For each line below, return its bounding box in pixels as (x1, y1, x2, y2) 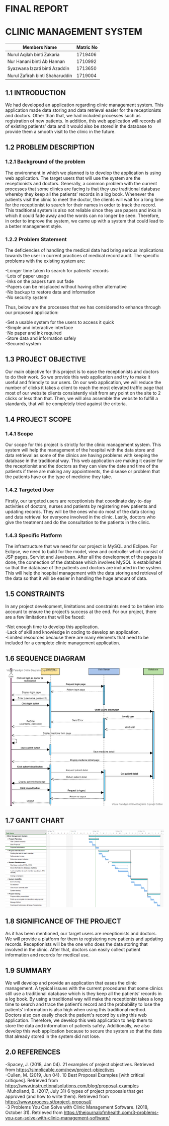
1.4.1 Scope (5, 430, 34, 437)
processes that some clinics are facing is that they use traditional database (5, 186, 160, 192)
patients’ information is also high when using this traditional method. (5, 1006, 147, 1012)
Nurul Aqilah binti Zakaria (7, 51, 60, 57)
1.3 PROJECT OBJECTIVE (5, 355, 87, 364)
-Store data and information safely (5, 335, 76, 341)
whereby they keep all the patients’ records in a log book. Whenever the (5, 191, 154, 197)
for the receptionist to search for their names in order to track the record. (5, 202, 156, 208)
